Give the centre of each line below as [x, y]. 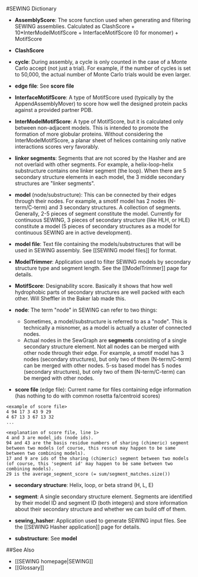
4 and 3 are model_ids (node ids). [50, 438]
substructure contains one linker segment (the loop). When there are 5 [100, 171]
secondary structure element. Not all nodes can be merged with [101, 347]
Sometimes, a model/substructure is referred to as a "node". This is [106, 321]
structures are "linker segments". [55, 183]
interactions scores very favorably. [57, 147]
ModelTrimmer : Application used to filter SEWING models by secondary [103, 262]
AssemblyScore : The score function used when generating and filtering [103, 20]
